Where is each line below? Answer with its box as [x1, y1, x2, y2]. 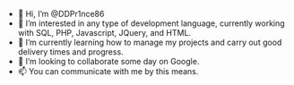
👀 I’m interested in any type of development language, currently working [17, 18, 285, 29]
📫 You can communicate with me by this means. [17, 66, 199, 76]
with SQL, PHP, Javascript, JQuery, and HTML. [17, 28, 191, 38]
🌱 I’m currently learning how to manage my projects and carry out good [17, 37, 282, 47]
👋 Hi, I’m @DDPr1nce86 [17, 9, 105, 19]
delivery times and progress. [17, 47, 124, 57]
